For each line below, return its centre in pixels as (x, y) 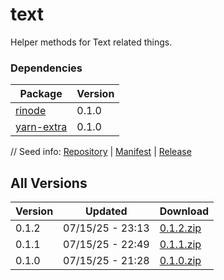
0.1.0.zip (180, 261)
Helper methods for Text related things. (91, 42)
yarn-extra (41, 127)
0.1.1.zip (180, 245)
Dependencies (46, 68)
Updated (106, 211)
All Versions (49, 183)
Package (41, 94)
